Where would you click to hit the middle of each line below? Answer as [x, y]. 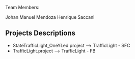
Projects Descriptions [40, 33]
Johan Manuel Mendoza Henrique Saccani [50, 17]
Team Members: [22, 7]
